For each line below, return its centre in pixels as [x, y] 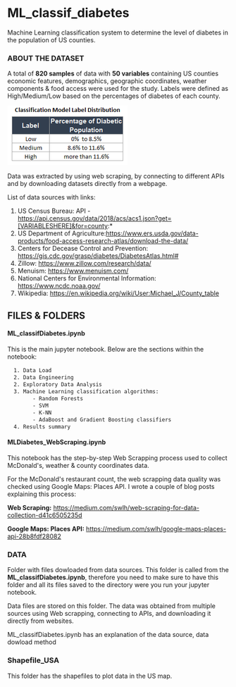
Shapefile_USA [33, 660]
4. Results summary [42, 427]
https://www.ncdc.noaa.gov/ [59, 286]
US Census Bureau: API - [54, 211]
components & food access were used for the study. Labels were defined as [118, 89]
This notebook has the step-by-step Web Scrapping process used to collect [117, 458]
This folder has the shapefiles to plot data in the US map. [90, 676]
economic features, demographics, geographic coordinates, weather [107, 81]
